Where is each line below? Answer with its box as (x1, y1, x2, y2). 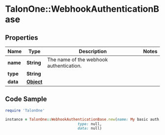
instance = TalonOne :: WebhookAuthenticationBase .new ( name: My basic (5, 117, 148, 122)
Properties (5, 33, 38, 42)
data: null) (78, 126, 102, 131)
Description (79, 48, 107, 54)
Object (26, 79, 43, 85)
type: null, (78, 121, 102, 126)
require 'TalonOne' (5, 108, 45, 113)
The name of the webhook (47, 56, 108, 63)
